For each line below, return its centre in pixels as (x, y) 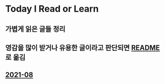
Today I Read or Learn (52, 9)
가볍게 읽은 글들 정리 (35, 29)
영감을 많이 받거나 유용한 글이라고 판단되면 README (82, 48)
